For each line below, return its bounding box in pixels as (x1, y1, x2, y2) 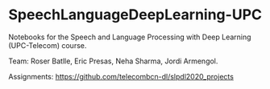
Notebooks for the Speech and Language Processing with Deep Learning (8, 32, 251, 42)
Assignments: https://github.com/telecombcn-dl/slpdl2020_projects (8, 71, 234, 81)
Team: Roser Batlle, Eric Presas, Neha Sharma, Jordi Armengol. (8, 56, 218, 66)
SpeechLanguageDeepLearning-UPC (8, 6, 262, 24)
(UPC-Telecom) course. (8, 40, 87, 50)
